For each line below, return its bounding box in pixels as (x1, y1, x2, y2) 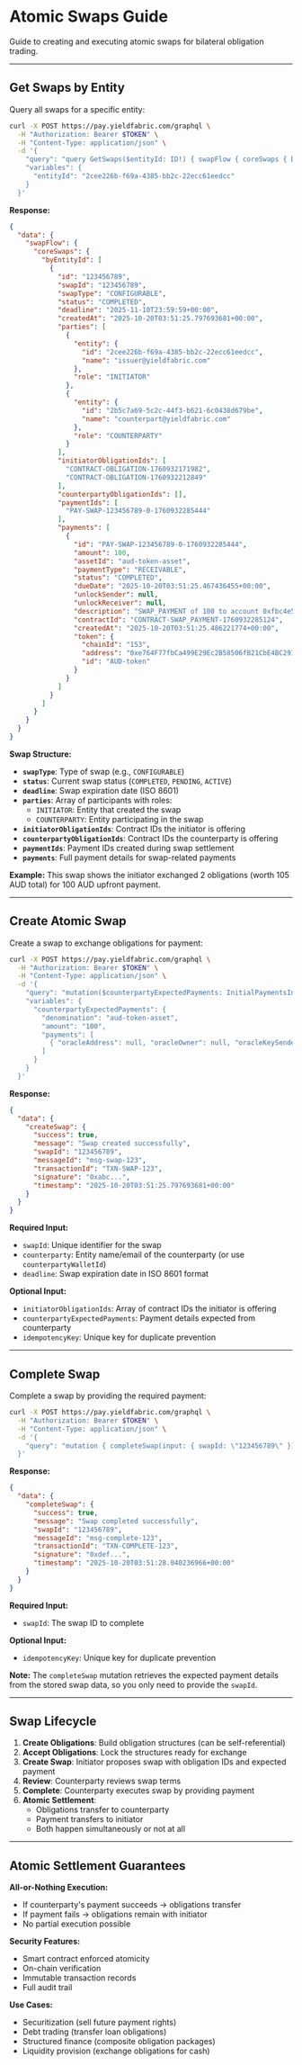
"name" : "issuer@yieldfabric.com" (81, 355, 211, 365)
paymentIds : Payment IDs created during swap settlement (22, 842, 235, 853)
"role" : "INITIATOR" (73, 373, 151, 382)
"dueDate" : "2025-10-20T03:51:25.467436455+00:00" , (73, 582, 271, 591)
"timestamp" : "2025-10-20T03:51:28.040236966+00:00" (32, 1558, 235, 1567)
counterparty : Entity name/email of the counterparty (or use (22, 1249, 245, 1261)
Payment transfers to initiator (35, 1814, 144, 1825)
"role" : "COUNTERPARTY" (73, 431, 164, 440)
